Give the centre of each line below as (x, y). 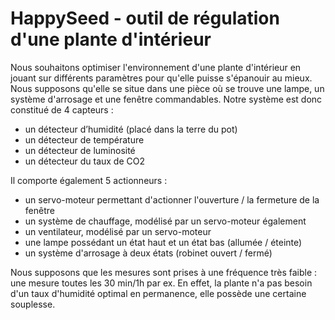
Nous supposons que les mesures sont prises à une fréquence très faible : (164, 272)
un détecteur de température (84, 139)
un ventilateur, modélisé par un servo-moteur (118, 231)
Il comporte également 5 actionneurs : (89, 180)
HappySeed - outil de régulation (145, 18)
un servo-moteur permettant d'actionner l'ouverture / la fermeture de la (172, 199)
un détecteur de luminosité (80, 150)
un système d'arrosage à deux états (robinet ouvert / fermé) (148, 253)
